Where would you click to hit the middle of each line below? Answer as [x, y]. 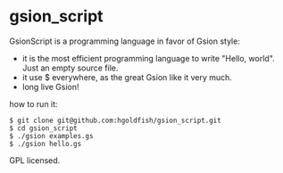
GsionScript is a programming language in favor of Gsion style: [125, 41]
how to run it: [33, 103]
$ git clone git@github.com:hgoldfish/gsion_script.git [115, 120]
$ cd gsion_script [43, 128]
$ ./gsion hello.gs [46, 144]
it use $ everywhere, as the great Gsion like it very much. [127, 77]
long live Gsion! [50, 86]
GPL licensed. [35, 160]
